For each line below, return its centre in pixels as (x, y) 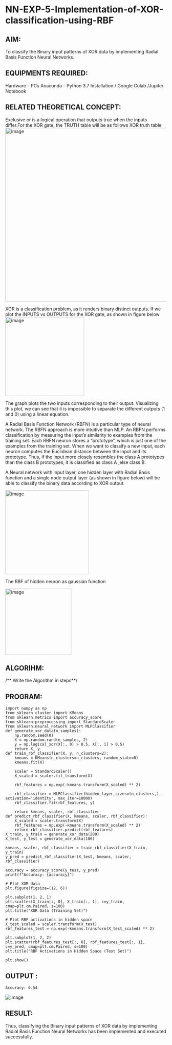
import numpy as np (26, 708)
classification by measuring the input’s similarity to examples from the (79, 435)
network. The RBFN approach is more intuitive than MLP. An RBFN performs (85, 430)
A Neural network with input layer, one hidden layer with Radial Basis (78, 472)
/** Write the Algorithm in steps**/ (41, 680)
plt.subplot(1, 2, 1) (28, 898)
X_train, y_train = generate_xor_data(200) (52, 834)
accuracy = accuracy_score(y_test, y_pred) (52, 870)
